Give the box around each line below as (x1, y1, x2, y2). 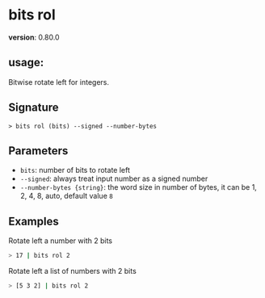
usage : (8, 56, 44, 69)
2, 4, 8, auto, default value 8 (19, 191, 113, 201)
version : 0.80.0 (8, 32, 60, 42)
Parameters (8, 144, 69, 157)
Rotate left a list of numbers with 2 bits (8, 267, 137, 276)
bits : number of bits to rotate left (19, 166, 131, 175)
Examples (8, 214, 59, 228)
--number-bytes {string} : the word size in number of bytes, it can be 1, (19, 183, 257, 192)
